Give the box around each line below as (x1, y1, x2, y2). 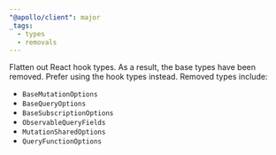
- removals (17, 37, 57, 47)
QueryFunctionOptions (21, 137, 102, 146)
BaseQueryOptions (21, 99, 87, 109)
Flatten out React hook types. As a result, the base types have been (9, 62, 257, 73)
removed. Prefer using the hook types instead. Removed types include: (9, 72, 268, 82)
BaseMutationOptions (21, 90, 98, 99)
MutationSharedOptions (21, 128, 106, 137)
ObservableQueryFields (21, 119, 106, 128)
